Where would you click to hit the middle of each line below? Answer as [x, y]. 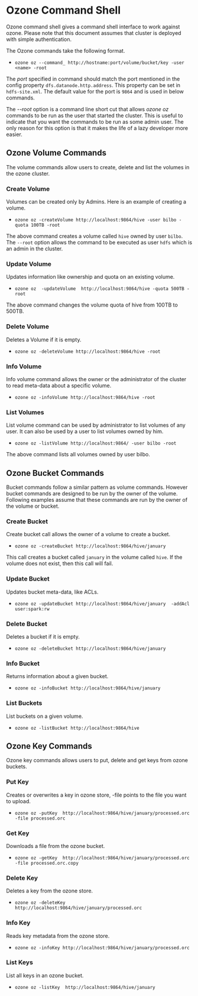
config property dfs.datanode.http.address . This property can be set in [93, 85]
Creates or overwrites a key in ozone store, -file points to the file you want [96, 795]
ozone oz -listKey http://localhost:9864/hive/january [85, 987]
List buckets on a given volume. [45, 716]
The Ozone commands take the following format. [66, 50]
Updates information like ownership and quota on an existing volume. [90, 277]
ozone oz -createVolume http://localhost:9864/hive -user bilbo [95, 220]
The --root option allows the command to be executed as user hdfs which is [99, 243]
